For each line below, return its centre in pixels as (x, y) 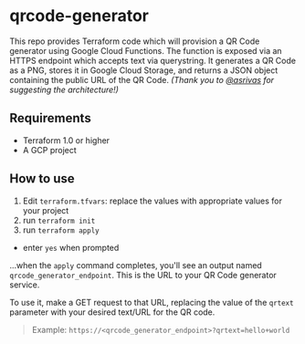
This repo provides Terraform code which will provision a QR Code (135, 41)
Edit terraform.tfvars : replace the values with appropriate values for (152, 201)
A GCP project (50, 150)
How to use (42, 179)
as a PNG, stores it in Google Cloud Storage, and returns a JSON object (144, 70)
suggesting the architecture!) (64, 89)
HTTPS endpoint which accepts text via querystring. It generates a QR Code (153, 60)
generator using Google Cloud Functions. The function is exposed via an (146, 50)
